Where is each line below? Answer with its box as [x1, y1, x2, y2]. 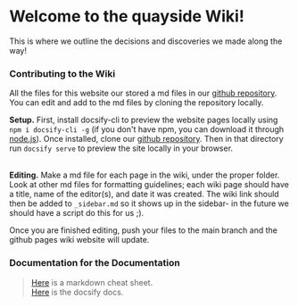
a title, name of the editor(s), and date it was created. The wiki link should [9, 189, 279, 200]
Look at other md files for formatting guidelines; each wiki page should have [9, 179, 290, 190]
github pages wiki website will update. [9, 235, 150, 245]
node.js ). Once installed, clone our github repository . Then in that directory [9, 134, 284, 145]
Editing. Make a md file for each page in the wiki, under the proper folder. [9, 170, 280, 180]
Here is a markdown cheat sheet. [30, 277, 153, 287]
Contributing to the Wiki [9, 67, 116, 79]
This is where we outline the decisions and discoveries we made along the [9, 36, 283, 46]
